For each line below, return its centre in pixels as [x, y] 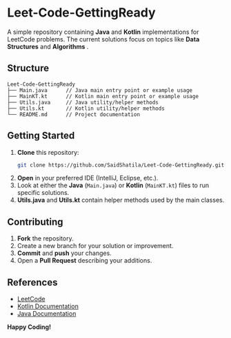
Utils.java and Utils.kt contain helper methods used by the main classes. [121, 200]
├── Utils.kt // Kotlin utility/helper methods [86, 109]
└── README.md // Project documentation [73, 114]
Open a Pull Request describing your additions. [84, 261]
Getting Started [41, 136]
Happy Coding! [29, 327]
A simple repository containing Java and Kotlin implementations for [103, 32]
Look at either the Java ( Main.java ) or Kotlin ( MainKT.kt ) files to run [113, 185]
